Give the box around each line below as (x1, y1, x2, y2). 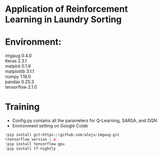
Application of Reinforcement (5, 3, 128, 15)
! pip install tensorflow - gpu (5, 141, 65, 146)
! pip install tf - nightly (5, 146, 56, 151)
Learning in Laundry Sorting (5, 14, 122, 25)
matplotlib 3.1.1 (5, 68, 34, 74)
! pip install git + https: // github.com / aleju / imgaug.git (5, 132, 120, 137)
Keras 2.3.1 (5, 58, 27, 64)
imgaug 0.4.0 (5, 53, 32, 59)
